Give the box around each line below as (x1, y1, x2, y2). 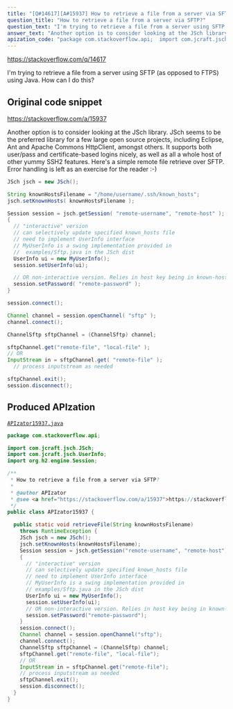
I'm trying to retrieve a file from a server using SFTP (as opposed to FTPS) (7, 69, 220, 77)
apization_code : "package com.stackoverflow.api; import (7, 36, 178, 43)
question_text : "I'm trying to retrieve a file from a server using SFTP (7, 23, 225, 30)
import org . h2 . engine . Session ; (7, 457, 98, 464)
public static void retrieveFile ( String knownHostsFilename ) (13, 521, 194, 528)
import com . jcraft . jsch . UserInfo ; (7, 451, 107, 458)
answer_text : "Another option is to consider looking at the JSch (7, 29, 203, 37)
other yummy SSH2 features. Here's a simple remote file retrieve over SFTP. (7, 157, 225, 165)
